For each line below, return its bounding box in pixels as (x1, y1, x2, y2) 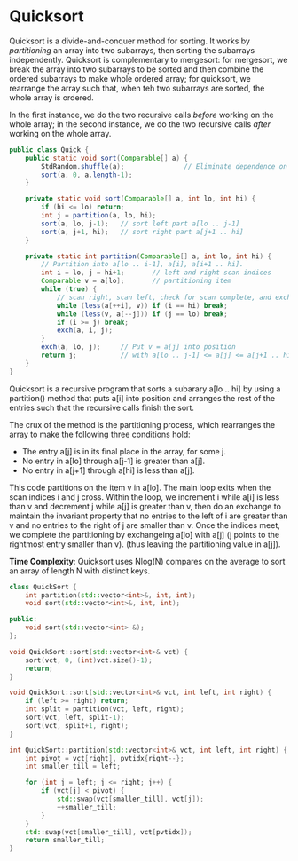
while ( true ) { (41, 285, 98, 294)
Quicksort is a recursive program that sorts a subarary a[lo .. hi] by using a (9, 383, 281, 394)
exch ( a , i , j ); (56, 326, 114, 335)
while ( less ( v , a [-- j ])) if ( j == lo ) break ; (56, 309, 228, 319)
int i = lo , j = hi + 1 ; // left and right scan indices (41, 268, 272, 277)
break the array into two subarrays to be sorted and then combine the (9, 64, 264, 75)
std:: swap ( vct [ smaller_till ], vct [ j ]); (56, 794, 204, 804)
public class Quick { (9, 145, 90, 154)
